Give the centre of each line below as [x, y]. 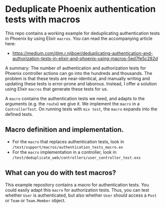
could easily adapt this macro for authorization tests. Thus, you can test [77, 190]
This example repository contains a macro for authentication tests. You [77, 185]
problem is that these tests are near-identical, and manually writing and [78, 78]
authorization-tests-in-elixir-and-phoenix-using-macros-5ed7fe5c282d [85, 58]
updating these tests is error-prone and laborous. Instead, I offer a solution [81, 84]
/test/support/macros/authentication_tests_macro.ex [68, 147]
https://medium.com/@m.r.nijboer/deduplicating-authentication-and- [82, 53]
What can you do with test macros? [61, 173]
